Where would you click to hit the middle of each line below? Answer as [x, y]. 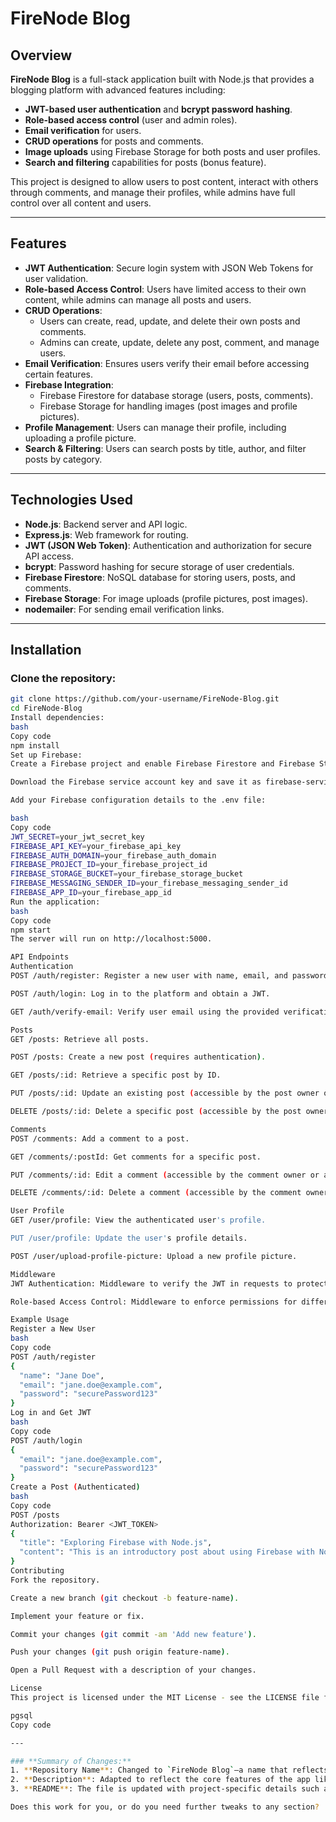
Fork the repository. [55, 1580]
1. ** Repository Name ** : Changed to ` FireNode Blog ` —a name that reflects [169, 1770]
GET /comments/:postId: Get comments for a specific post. [136, 1157]
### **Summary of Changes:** [71, 1761]
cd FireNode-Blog [46, 708]
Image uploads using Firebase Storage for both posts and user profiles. [172, 151]
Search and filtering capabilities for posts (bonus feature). [145, 162]
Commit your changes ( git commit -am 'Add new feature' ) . [133, 1634]
